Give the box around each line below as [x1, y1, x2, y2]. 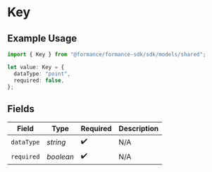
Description [118, 124, 159, 134]
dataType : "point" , [13, 70, 71, 78]
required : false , [13, 77, 65, 84]
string [46, 137, 66, 147]
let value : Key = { [7, 63, 65, 70]
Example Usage [7, 32, 77, 44]
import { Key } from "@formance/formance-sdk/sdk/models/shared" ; [7, 51, 206, 58]
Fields [7, 103, 35, 115]
